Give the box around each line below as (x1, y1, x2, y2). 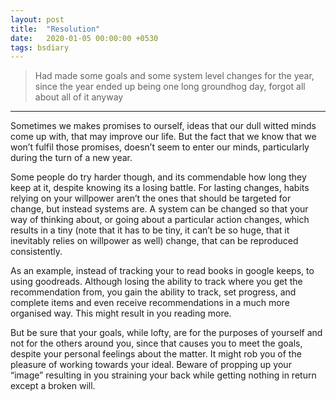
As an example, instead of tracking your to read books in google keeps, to (10, 265, 315, 277)
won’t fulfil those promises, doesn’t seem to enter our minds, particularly (10, 141, 310, 153)
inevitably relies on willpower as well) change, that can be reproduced (10, 235, 299, 247)
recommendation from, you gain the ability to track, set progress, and (10, 286, 297, 298)
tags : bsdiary (10, 42, 70, 53)
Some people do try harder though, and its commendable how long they (10, 171, 307, 183)
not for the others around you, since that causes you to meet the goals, (10, 337, 303, 350)
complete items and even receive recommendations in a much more (10, 297, 290, 309)
